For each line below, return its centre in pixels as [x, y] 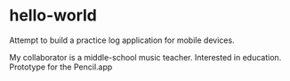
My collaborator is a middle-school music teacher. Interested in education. [145, 57]
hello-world [53, 16]
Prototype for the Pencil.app [61, 67]
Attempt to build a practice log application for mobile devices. [122, 40]
